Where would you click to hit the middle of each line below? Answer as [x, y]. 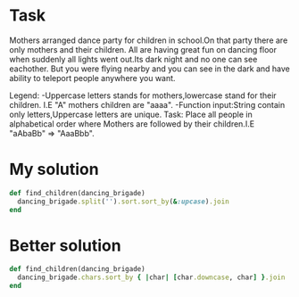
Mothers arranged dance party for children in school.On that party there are [149, 40]
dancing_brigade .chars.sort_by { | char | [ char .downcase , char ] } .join [151, 277]
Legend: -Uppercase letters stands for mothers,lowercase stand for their [143, 95]
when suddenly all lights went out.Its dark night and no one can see [133, 59]
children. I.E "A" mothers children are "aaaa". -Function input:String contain [147, 104]
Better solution [66, 245]
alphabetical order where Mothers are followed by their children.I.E [132, 124]
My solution [54, 169]
